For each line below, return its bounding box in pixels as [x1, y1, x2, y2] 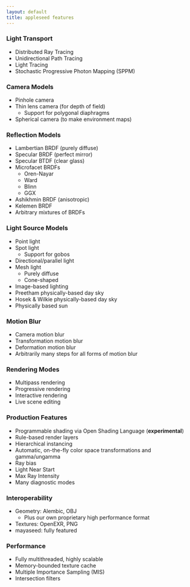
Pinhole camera [14, 96, 54, 103]
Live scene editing [14, 398, 61, 405]
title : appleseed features [6, 15, 74, 21]
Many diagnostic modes [14, 479, 75, 486]
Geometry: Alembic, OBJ [14, 507, 77, 514]
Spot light [14, 244, 39, 251]
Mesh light [14, 263, 42, 271]
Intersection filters [14, 575, 61, 582]
